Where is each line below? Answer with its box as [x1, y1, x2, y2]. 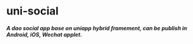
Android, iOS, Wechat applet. [6, 31, 82, 38]
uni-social [6, 4, 59, 18]
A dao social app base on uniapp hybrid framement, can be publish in [6, 24, 188, 31]
